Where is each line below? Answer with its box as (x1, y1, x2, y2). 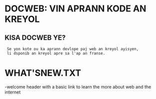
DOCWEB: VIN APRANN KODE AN (4, 3, 147, 14)
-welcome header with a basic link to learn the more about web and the (4, 84, 152, 90)
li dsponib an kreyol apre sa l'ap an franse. (6, 51, 106, 56)
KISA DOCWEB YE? (4, 33, 66, 42)
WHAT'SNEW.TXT (4, 68, 81, 79)
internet (4, 89, 21, 95)
